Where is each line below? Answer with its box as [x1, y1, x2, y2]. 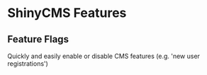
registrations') [7, 59, 48, 68]
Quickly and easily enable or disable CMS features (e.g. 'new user [7, 52, 201, 60]
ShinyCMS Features [7, 5, 127, 21]
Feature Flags [7, 33, 69, 45]
